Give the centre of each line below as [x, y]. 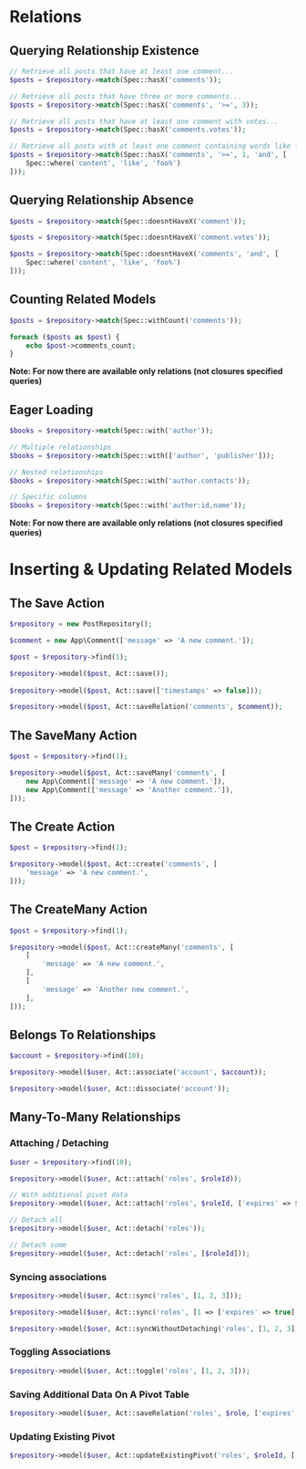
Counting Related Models [83, 300]
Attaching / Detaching [59, 1143]
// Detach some [38, 1245]
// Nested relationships [56, 472]
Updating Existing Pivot [62, 1436]
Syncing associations [58, 1276]
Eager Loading [51, 409]
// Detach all [36, 1220]
